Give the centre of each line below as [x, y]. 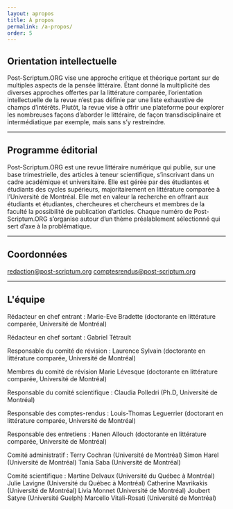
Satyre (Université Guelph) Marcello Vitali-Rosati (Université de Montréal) [112, 498]
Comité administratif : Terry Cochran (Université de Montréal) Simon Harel [113, 455]
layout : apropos [31, 14]
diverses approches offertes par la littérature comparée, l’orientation [105, 93]
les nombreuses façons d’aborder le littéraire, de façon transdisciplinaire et [114, 115]
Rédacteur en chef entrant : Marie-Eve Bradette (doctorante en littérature [112, 316]
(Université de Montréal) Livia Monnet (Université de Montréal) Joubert [109, 490]
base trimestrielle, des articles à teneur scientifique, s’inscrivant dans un [111, 174]
